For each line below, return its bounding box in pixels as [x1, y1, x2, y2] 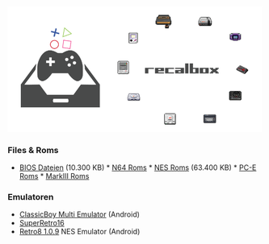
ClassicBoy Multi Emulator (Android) [19, 209, 141, 219]
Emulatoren [7, 191, 54, 202]
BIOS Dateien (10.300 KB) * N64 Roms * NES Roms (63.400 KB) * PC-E [19, 163, 257, 172]
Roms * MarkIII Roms [19, 171, 90, 180]
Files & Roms [7, 144, 59, 155]
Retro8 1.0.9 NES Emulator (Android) [19, 227, 141, 237]
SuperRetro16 [19, 218, 65, 228]
